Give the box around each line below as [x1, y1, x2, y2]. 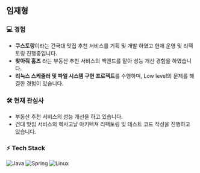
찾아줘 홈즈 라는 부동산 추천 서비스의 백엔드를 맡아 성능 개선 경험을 [14, 57, 171, 64]
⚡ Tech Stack [6, 143, 45, 152]
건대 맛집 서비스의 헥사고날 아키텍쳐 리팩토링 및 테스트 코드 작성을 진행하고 [14, 120, 191, 128]
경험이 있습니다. [26, 80, 64, 87]
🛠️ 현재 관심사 [6, 96, 44, 104]
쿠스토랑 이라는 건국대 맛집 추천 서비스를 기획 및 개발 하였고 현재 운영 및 [14, 42, 183, 49]
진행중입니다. [26, 49, 57, 57]
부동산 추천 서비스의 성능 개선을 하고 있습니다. [14, 113, 123, 120]
